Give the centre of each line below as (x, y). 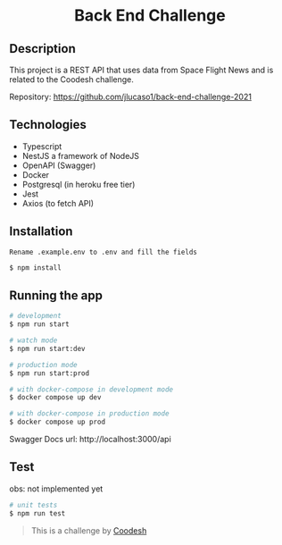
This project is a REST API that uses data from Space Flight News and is (141, 70)
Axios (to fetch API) (58, 203)
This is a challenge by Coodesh (89, 530)
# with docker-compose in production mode (89, 414)
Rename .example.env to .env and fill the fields (104, 252)
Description (42, 49)
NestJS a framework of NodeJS (81, 155)
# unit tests (33, 505)
